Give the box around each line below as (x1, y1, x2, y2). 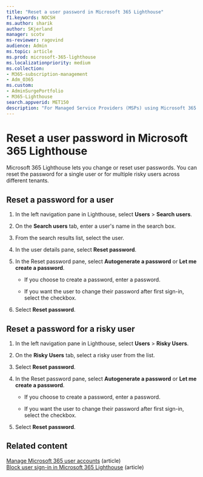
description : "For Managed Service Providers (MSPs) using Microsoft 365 (6, 105, 197, 111)
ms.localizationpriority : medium (6, 60, 91, 66)
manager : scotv (6, 32, 45, 38)
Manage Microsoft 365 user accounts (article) (6, 457, 121, 464)
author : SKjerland (6, 26, 53, 32)
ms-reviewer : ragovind (6, 37, 64, 43)
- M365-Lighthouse (6, 94, 53, 100)
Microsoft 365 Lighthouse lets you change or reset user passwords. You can (6, 164, 197, 171)
